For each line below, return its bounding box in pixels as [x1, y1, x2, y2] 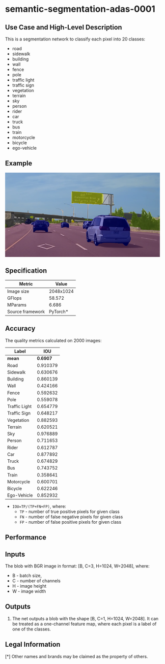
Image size [7, 288, 29, 294]
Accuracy [5, 324, 36, 333]
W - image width [12, 588, 46, 594]
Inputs [5, 550, 26, 558]
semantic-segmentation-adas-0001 [5, 3, 156, 15]
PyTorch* [49, 309, 69, 315]
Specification [5, 267, 47, 275]
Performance [5, 533, 47, 542]
